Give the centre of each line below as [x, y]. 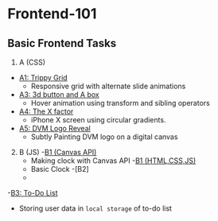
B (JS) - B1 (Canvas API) [58, 152]
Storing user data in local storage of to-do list [95, 208]
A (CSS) [32, 62]
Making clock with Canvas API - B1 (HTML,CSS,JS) [113, 161]
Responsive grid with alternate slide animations [108, 86]
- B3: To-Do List [33, 193]
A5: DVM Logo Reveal [54, 128]
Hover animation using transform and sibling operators [120, 103]
